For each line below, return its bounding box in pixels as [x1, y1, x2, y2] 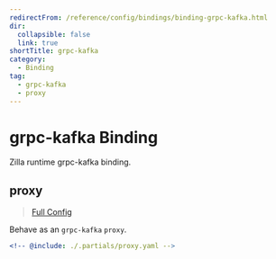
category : [9, 55, 47, 64]
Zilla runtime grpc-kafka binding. [9, 156, 132, 167]
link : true [17, 38, 59, 48]
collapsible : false [17, 30, 91, 39]
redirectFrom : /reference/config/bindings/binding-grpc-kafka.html [9, 13, 269, 22]
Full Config [31, 207, 72, 218]
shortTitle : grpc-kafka [9, 47, 99, 56]
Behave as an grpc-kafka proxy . [9, 224, 127, 235]
